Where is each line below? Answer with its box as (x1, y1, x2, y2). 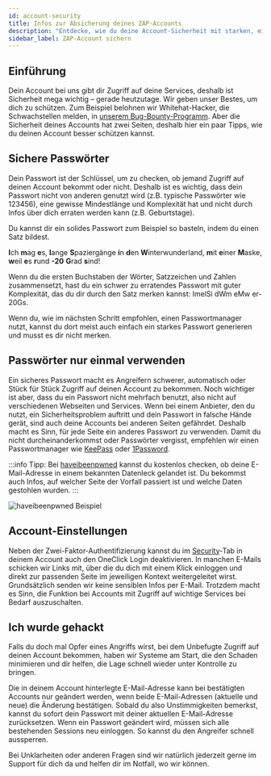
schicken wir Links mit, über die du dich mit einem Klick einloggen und (8, 563, 243, 573)
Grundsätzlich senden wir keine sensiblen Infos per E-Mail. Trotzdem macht (8, 580, 261, 589)
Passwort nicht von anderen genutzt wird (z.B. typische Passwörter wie (8, 191, 246, 200)
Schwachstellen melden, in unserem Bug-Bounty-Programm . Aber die (8, 111, 240, 121)
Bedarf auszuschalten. (8, 597, 83, 606)
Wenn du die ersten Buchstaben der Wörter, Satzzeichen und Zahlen (8, 271, 236, 281)
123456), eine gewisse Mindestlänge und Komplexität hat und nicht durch (8, 199, 253, 208)
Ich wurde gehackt (8, 620, 105, 634)
